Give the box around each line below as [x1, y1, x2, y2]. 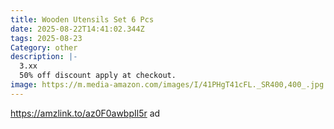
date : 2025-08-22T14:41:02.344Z [10, 24, 145, 34]
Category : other [10, 42, 78, 53]
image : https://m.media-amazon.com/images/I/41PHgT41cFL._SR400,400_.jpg [10, 80, 325, 90]
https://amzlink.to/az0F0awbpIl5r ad [10, 107, 161, 119]
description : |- [10, 52, 78, 62]
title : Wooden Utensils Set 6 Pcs [10, 14, 155, 25]
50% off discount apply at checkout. [19, 71, 177, 81]
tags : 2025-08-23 [10, 33, 83, 43]
